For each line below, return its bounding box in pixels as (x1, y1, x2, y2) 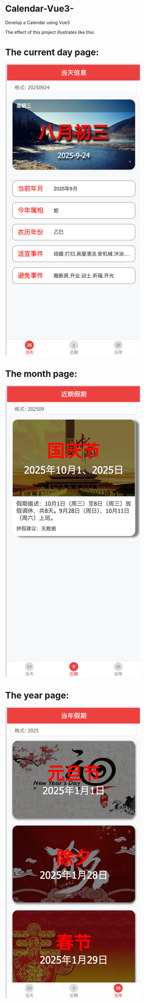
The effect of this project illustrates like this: (5, 29, 95, 35)
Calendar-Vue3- (5, 3, 74, 14)
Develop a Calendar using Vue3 (5, 19, 70, 25)
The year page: (5, 690, 69, 701)
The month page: (5, 368, 77, 380)
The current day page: (5, 47, 99, 58)
